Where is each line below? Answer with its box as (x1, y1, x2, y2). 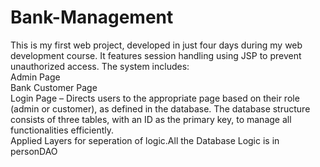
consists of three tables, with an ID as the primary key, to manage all (10, 113, 292, 125)
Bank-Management (10, 6, 174, 29)
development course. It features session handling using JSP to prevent (10, 49, 302, 61)
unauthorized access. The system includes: (10, 60, 190, 72)
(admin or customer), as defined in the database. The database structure (10, 102, 311, 115)
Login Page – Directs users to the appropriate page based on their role (10, 92, 300, 104)
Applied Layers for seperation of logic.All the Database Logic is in (10, 134, 280, 146)
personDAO (10, 145, 58, 157)
